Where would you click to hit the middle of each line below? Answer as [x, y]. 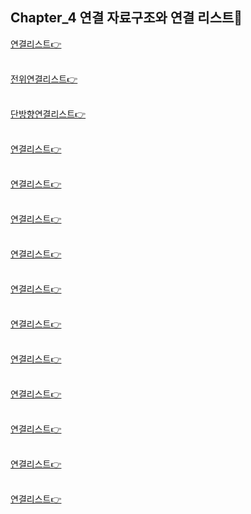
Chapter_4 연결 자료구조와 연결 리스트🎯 [126, 18]
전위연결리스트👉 [44, 79]
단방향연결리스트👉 [48, 114]
